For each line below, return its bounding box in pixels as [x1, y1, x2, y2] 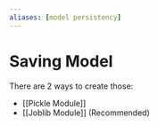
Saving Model [9, 51, 113, 71]
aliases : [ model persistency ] [9, 12, 122, 22]
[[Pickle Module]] [21, 98, 87, 108]
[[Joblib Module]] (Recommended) [21, 107, 150, 118]
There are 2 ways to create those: [9, 81, 134, 91]
